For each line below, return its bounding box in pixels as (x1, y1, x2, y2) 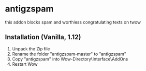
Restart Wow (12, 61, 38, 67)
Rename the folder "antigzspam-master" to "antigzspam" (12, 51, 127, 57)
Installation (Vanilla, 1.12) (5, 33, 81, 41)
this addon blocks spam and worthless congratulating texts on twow (5, 19, 141, 25)
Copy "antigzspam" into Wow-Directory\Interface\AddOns (12, 56, 128, 62)
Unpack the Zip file (12, 46, 50, 51)
